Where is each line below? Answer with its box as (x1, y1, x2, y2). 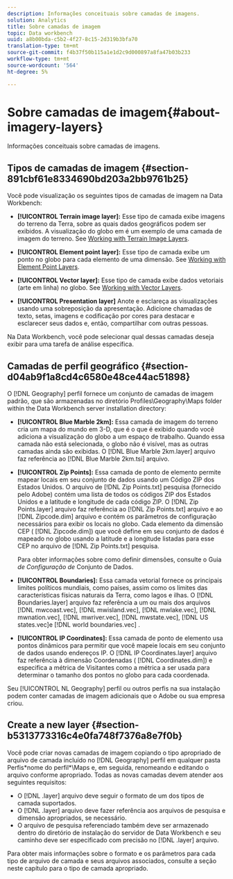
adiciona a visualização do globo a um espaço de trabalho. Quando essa (17, 432, 225, 441)
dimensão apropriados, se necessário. (17, 814, 127, 822)
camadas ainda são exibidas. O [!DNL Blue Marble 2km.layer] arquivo (17, 447, 216, 456)
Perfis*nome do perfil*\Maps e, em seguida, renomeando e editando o (7, 763, 209, 771)
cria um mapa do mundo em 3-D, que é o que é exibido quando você (17, 425, 215, 434)
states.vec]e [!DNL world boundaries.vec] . (17, 621, 141, 629)
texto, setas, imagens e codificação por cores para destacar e (17, 312, 196, 320)
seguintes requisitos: (7, 778, 67, 786)
